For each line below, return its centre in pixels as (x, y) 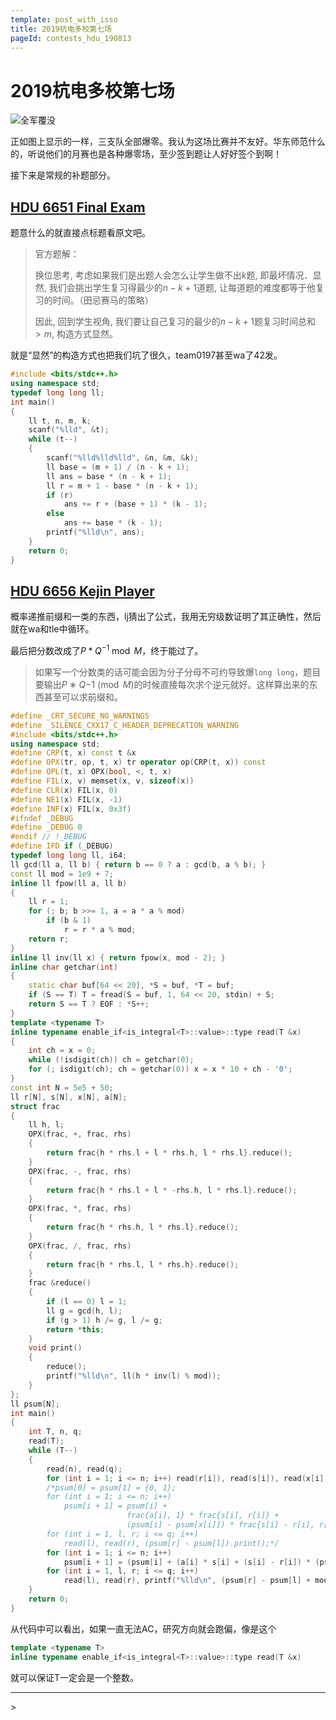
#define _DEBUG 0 (46, 827)
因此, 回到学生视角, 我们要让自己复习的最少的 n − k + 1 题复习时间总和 (175, 322)
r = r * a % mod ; (100, 930)
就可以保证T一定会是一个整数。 (75, 1677)
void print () (55, 1348)
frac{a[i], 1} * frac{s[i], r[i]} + (203, 1516)
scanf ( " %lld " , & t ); (69, 430)
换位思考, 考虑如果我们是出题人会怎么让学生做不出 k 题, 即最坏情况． (173, 275)
